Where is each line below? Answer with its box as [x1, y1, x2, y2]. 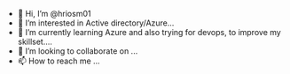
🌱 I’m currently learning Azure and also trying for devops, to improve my [17, 27, 281, 37]
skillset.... [17, 36, 53, 47]
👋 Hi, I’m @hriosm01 [17, 9, 91, 18]
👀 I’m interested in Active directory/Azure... [17, 18, 175, 28]
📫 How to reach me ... [17, 55, 100, 66]
